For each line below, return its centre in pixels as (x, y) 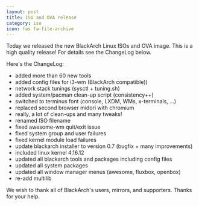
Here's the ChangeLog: (35, 64)
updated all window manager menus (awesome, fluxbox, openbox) (98, 172)
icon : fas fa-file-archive (40, 29)
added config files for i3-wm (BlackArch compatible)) (81, 82)
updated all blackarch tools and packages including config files (93, 159)
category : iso (24, 23)
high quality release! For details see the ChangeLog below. (79, 53)
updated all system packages (52, 166)
